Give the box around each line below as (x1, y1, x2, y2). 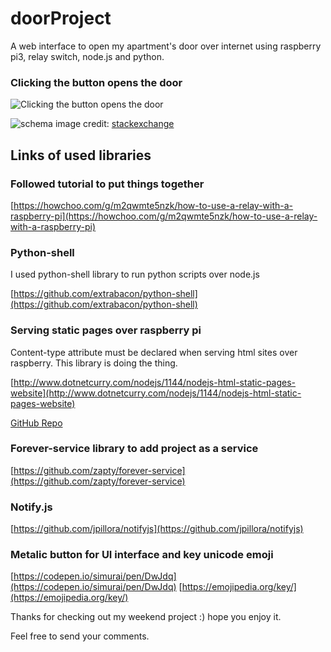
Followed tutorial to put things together (10, 177, 205, 191)
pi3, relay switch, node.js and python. (10, 50, 165, 62)
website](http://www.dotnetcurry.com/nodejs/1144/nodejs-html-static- (10, 387, 302, 399)
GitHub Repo (10, 417, 63, 429)
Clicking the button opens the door (10, 75, 183, 89)
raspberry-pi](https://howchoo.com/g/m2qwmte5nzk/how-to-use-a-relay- (10, 210, 318, 222)
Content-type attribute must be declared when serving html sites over (10, 346, 298, 358)
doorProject (10, 7, 112, 30)
